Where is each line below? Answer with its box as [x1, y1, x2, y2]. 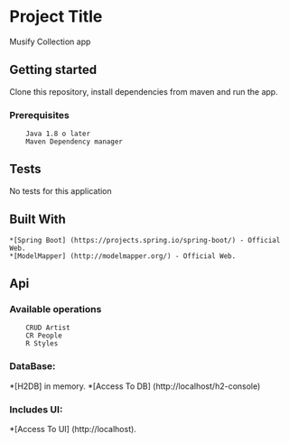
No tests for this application [9, 185, 113, 196]
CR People [25, 331, 63, 340]
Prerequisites [9, 108, 70, 121]
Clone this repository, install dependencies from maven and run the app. [9, 86, 278, 97]
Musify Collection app [9, 36, 91, 47]
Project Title [9, 6, 103, 27]
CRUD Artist [25, 323, 70, 333]
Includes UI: [9, 403, 63, 416]
